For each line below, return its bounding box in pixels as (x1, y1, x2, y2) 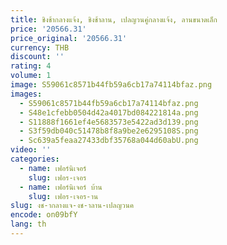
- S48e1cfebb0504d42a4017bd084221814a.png (19, 107, 199, 118)
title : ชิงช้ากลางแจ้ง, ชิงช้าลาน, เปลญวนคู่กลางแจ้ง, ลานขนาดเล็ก (10, 14, 218, 25)
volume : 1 (10, 71, 52, 81)
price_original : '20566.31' (10, 33, 128, 43)
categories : (10, 154, 60, 164)
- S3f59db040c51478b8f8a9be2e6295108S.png (19, 126, 199, 136)
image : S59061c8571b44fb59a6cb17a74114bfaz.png (10, 80, 213, 90)
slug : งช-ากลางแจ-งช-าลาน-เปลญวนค (10, 201, 135, 211)
